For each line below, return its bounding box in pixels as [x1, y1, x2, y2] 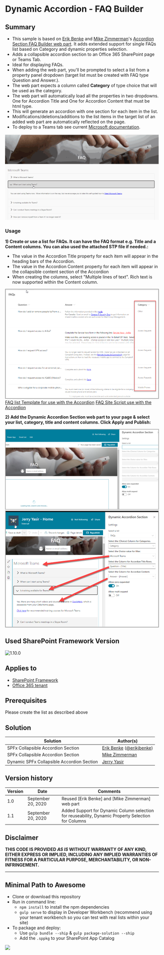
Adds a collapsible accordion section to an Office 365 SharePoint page [12, 51, 155, 57]
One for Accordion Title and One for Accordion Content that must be [12, 98, 150, 104]
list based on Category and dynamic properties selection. [12, 46, 128, 52]
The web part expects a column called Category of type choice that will [12, 83, 157, 88]
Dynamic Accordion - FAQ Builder [5, 3, 144, 15]
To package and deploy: [12, 925, 61, 931]
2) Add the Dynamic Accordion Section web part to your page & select [5, 414, 150, 420]
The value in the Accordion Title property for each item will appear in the [12, 253, 159, 259]
